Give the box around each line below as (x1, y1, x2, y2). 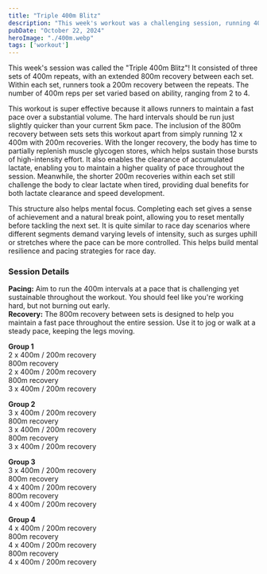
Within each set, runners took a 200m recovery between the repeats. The (8, 80, 249, 90)
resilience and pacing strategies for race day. (8, 246, 157, 256)
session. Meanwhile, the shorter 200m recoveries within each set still (8, 172, 236, 182)
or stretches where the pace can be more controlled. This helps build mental (8, 238, 258, 248)
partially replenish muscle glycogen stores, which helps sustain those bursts (8, 146, 258, 156)
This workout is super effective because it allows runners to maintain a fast (8, 104, 254, 114)
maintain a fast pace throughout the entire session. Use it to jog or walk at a (8, 318, 256, 327)
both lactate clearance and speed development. (8, 189, 165, 198)
